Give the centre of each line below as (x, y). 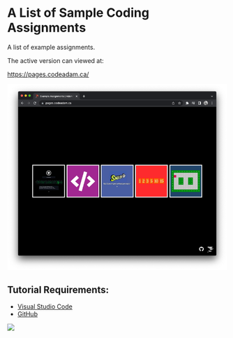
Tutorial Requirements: (58, 289)
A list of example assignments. (51, 47)
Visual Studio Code (45, 307)
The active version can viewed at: (56, 60)
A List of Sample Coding (78, 13)
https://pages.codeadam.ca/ (48, 74)
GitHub (28, 314)
